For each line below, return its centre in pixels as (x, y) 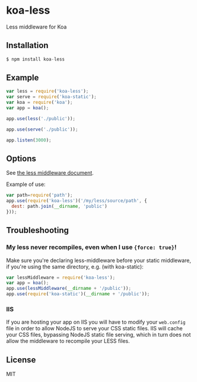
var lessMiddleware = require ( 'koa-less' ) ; (61, 277)
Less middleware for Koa (36, 27)
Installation (27, 45)
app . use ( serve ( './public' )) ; (42, 129)
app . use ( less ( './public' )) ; (41, 119)
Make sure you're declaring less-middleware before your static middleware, (99, 260)
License (21, 360)
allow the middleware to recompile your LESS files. (68, 341)
